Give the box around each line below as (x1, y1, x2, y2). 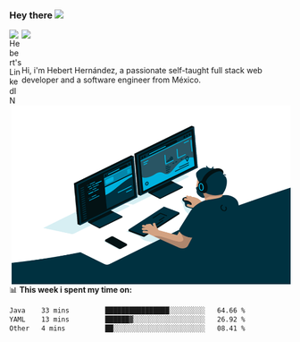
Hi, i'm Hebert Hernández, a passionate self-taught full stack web (21, 65, 263, 76)
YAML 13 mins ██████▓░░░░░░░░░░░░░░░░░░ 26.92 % (9, 315, 246, 324)
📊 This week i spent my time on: (9, 285, 132, 295)
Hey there (9, 9, 54, 21)
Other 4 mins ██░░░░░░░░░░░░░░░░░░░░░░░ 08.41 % (9, 324, 246, 333)
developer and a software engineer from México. (21, 74, 202, 85)
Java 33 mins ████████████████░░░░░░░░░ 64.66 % (9, 306, 246, 315)
